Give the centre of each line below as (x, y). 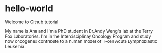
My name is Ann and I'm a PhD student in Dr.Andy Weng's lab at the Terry (79, 31)
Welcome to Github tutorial (32, 22)
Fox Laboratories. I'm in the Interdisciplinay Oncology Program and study (78, 36)
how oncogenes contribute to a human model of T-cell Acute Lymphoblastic (81, 41)
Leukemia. (15, 46)
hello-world (29, 8)
